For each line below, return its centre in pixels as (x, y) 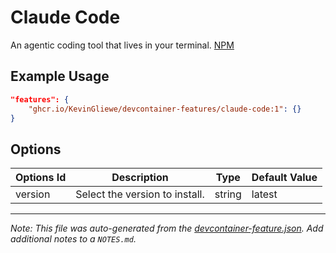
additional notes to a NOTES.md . (73, 239)
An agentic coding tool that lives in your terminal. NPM (122, 45)
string (228, 194)
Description (140, 178)
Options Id (41, 178)
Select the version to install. (140, 194)
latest (264, 194)
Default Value (284, 178)
